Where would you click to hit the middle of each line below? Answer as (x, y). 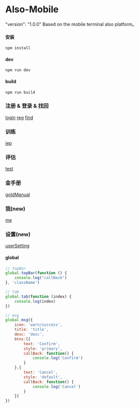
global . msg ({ (19, 320)
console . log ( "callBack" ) (41, 278)
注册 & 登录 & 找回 (27, 106)
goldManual (18, 194)
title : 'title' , (32, 330)
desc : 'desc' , (29, 334)
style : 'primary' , (43, 349)
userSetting (17, 246)
